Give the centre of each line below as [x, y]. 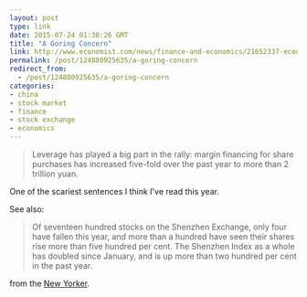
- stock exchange [42, 120]
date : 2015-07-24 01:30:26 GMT [69, 35]
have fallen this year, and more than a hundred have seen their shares [163, 237]
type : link [30, 27]
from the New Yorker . [49, 283]
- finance [28, 111]
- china [24, 94]
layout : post [34, 18]
